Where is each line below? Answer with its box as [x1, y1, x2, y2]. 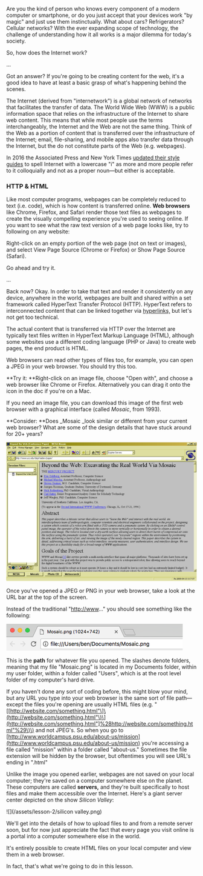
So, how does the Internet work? [6, 49, 88, 56]
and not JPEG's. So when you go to [35, 726, 124, 734]
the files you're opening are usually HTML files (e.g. [24, 700, 153, 708]
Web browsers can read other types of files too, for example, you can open [6, 356, 193, 364]
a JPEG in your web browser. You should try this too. [6, 363, 137, 370]
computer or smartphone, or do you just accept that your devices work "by [6, 12, 193, 19]
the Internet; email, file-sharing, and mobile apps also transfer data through [6, 136, 193, 143]
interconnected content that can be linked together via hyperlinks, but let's [6, 307, 192, 315]
